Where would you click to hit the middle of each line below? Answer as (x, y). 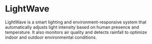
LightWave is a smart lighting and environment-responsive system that (76, 22)
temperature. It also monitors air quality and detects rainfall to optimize (76, 32)
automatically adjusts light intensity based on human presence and (72, 27)
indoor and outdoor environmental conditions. (51, 37)
